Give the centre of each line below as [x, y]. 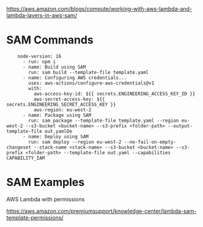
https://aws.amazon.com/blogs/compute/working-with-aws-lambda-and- [99, 9]
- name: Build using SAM [54, 67]
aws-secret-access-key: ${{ [69, 99]
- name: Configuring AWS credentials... [75, 78]
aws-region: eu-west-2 [62, 110]
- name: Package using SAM [57, 115]
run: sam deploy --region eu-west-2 [75, 142]
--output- [180, 126]
